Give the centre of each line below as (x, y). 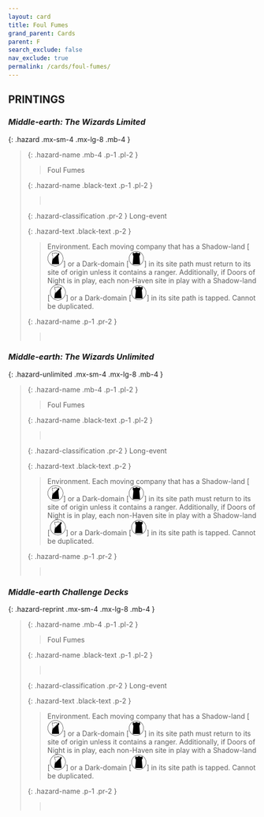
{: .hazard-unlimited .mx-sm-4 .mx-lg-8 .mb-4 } (86, 374)
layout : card (30, 17)
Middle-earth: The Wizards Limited (77, 122)
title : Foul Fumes (38, 25)
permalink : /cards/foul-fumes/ (59, 67)
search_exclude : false (45, 50)
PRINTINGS (37, 100)
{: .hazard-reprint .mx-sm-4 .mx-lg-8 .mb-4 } (82, 609)
